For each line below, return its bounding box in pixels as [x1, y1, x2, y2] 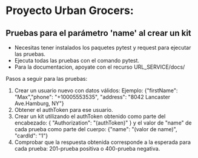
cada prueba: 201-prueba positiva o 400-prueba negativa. [14, 145, 160, 152]
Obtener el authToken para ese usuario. [14, 106, 113, 113]
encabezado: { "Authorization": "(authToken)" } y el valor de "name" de [14, 119, 192, 126]
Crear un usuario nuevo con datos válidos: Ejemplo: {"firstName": [14, 87, 178, 94]
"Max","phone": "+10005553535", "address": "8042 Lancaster [14, 94, 171, 100]
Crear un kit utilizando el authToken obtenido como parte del [14, 113, 166, 120]
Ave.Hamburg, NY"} [14, 100, 64, 107]
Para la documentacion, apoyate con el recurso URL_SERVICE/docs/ [14, 63, 185, 70]
